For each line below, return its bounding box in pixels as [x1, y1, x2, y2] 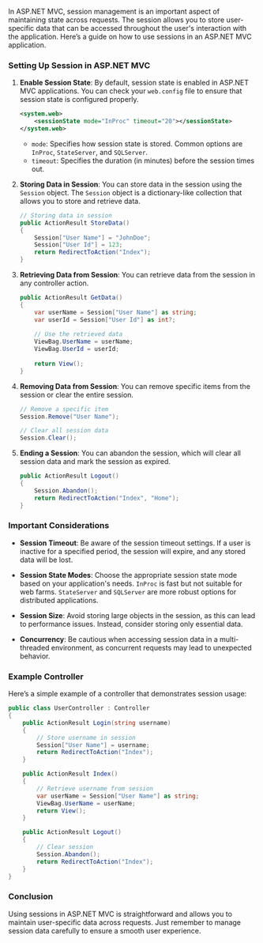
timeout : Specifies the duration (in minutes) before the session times [31, 156, 255, 165]
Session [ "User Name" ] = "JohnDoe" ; [34, 233, 152, 242]
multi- [220, 634, 239, 643]
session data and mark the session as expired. [19, 457, 171, 466]
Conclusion [8, 891, 54, 902]
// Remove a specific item [19, 405, 109, 413]
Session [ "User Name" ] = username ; [36, 741, 150, 749]
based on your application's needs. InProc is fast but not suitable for [19, 579, 242, 588]
